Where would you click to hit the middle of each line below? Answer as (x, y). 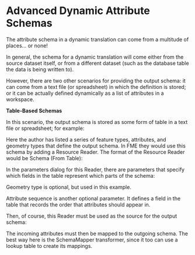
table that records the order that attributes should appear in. (78, 204)
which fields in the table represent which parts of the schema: (81, 175)
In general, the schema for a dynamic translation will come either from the (95, 57)
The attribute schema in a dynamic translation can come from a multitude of (97, 39)
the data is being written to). (40, 69)
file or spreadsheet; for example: (45, 128)
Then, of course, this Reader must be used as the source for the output (92, 216)
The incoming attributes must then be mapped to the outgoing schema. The (97, 233)
